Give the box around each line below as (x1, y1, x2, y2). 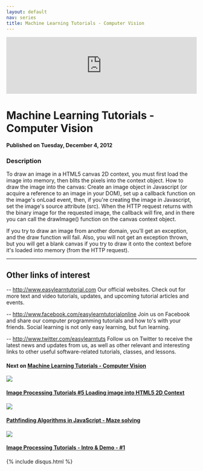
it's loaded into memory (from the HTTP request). (6, 247, 129, 254)
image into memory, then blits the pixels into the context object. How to (6, 177, 184, 184)
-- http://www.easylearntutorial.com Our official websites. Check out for (6, 286, 186, 293)
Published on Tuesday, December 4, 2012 (6, 142, 113, 149)
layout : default (6, 8, 47, 15)
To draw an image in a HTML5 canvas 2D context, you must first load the (6, 170, 188, 178)
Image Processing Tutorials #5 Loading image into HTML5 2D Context (6, 389, 185, 396)
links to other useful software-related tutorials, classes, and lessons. (6, 348, 176, 355)
